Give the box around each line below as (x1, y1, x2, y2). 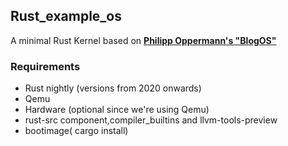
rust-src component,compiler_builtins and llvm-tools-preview (24, 114, 278, 126)
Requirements (10, 59, 81, 73)
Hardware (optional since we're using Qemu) (24, 104, 210, 116)
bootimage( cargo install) (24, 125, 129, 137)
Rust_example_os (10, 8, 122, 25)
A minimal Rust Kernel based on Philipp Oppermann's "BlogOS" (10, 34, 277, 46)
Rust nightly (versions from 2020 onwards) (24, 82, 202, 94)
